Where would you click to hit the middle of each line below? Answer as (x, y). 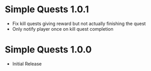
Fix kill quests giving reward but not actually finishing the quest (79, 23)
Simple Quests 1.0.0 (48, 50)
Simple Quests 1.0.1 (47, 9)
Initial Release (27, 64)
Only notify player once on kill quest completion (63, 29)
